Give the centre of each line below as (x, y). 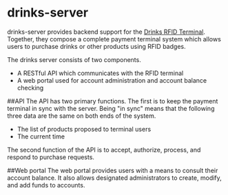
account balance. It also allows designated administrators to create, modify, (114, 178)
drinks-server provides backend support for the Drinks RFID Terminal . (106, 32)
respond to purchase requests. (51, 157)
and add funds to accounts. (46, 185)
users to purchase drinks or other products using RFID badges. (96, 46)
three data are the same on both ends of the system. (82, 116)
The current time (41, 136)
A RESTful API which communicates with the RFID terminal (100, 73)
